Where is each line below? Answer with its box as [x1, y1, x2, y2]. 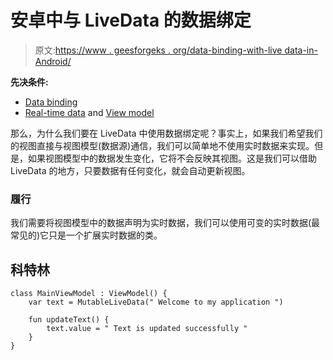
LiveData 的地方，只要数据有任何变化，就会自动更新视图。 [10, 164, 251, 176]
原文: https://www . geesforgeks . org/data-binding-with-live [34, 44, 283, 56]
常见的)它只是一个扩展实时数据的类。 [10, 229, 163, 241]
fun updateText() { [28, 315, 110, 325]
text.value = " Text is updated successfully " [46, 324, 248, 334]
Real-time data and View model [24, 106, 155, 118]
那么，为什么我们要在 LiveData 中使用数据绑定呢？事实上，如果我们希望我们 [10, 127, 323, 139]
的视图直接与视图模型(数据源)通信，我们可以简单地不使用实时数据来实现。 [10, 139, 315, 151]
